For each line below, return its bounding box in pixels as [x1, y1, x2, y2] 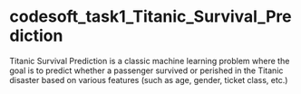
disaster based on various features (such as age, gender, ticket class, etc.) [9, 74, 288, 85]
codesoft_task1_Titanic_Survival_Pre [9, 6, 292, 27]
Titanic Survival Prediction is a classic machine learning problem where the [9, 55, 290, 66]
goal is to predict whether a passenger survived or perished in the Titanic [9, 65, 284, 76]
